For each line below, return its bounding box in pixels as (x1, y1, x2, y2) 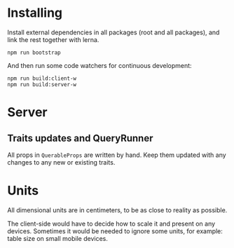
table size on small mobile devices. (7, 234, 109, 242)
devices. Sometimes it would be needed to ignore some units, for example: (7, 226, 223, 235)
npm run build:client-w (7, 75, 77, 82)
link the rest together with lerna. (7, 35, 99, 43)
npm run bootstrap (7, 49, 61, 56)
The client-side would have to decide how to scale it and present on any (7, 219, 216, 228)
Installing (7, 5, 63, 21)
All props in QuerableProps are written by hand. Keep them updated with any (7, 151, 226, 159)
